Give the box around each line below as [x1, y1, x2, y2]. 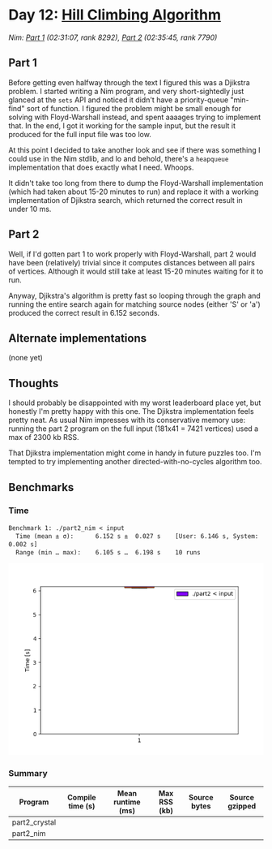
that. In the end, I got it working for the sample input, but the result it [8, 120, 236, 131]
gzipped [227, 801, 257, 811]
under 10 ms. [8, 204, 52, 213]
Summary [8, 767, 49, 778]
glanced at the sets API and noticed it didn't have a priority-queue [8, 95, 229, 105]
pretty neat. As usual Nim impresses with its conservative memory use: [8, 416, 246, 425]
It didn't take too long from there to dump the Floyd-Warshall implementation [8, 178, 264, 187]
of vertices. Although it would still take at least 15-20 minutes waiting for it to [8, 266, 264, 276]
